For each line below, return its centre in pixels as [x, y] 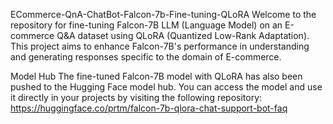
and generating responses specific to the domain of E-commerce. [146, 57]
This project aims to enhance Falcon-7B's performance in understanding [160, 46]
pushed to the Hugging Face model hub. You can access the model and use [166, 87]
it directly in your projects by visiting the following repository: [136, 97]
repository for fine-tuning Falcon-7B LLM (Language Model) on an [146, 25]
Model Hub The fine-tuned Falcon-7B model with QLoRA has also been [156, 76]
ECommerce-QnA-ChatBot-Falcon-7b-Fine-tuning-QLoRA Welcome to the [163, 14]
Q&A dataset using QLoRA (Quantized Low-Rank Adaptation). [183, 35]
